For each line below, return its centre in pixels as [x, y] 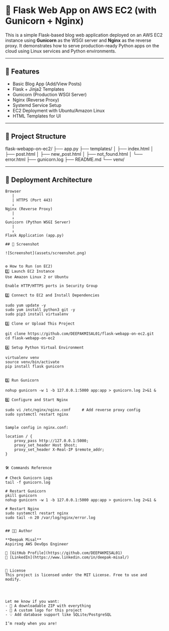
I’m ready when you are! [31, 624]
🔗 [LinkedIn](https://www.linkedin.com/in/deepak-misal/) [67, 557]
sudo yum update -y [26, 305]
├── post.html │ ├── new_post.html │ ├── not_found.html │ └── [74, 154]
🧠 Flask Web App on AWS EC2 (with [81, 10]
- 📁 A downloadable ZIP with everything [48, 606]
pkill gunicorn [21, 496]
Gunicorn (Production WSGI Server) [50, 94]
